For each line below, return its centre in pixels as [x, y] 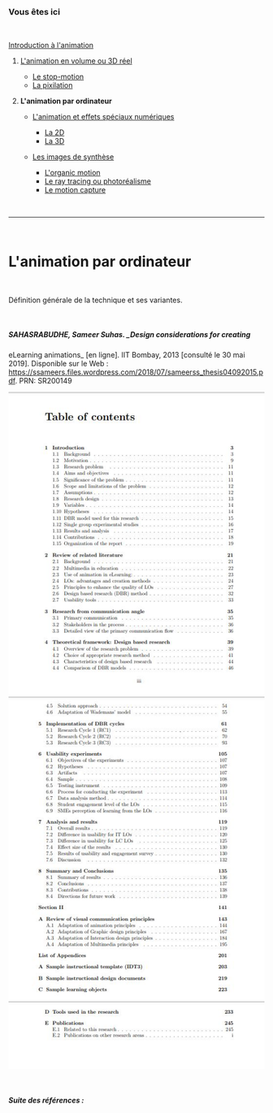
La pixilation [52, 85]
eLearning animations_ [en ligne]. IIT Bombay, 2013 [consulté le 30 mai [127, 355]
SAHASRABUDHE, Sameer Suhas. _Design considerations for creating [130, 334]
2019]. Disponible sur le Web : [58, 364]
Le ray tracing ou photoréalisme [98, 181]
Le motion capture [75, 190]
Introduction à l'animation [51, 45]
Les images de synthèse [73, 157]
